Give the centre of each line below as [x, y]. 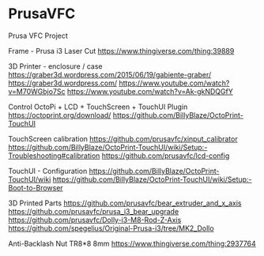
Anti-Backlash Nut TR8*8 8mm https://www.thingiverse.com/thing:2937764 [132, 243]
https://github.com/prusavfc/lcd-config [166, 156]
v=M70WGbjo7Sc [37, 91]
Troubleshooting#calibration [54, 156]
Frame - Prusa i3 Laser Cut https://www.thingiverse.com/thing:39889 [121, 51]
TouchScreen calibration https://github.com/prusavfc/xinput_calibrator [123, 138]
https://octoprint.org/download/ [60, 115]
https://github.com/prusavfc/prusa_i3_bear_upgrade [94, 211]
